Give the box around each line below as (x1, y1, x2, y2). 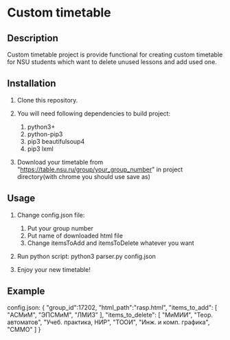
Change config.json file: (16, 211, 85, 219)
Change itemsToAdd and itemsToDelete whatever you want (27, 239, 194, 247)
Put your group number (27, 224, 94, 232)
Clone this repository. (16, 96, 78, 104)
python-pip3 (27, 129, 63, 138)
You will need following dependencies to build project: (16, 109, 170, 118)
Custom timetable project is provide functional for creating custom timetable (7, 50, 223, 59)
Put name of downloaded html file (27, 231, 124, 240)
